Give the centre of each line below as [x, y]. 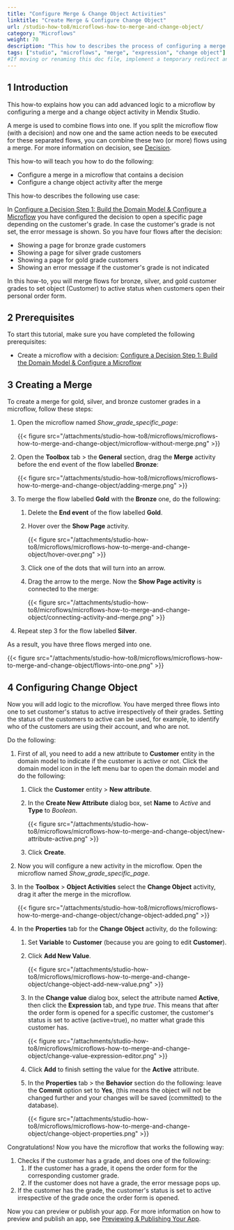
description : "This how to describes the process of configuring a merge [117, 46]
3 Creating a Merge [50, 385]
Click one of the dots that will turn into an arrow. [96, 568]
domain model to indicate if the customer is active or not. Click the [112, 761]
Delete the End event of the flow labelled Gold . [95, 513]
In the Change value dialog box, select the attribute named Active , [124, 998]
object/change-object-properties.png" [83, 1134]
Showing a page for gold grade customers [78, 260]
